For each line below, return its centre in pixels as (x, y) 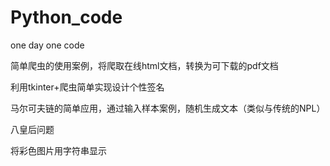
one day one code (47, 45)
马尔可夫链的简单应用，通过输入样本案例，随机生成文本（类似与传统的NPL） (168, 108)
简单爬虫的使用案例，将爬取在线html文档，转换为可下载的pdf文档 (144, 65)
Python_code (66, 17)
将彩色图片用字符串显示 (58, 150)
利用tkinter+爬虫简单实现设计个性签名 (87, 87)
